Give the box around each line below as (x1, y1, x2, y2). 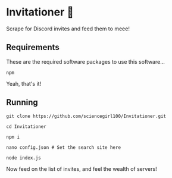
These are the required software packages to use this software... (6, 58, 165, 65)
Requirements (6, 42, 60, 52)
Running (6, 98, 39, 108)
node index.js (6, 155, 42, 161)
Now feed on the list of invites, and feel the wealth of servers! (6, 165, 157, 172)
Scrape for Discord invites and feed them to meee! (6, 25, 130, 32)
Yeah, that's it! (6, 80, 42, 87)
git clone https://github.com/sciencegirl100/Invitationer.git (6, 113, 167, 119)
